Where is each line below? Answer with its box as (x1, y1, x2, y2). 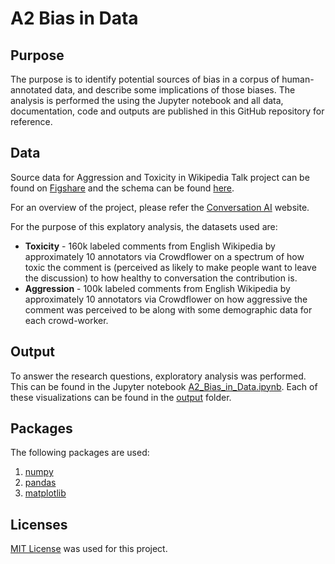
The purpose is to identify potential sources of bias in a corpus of (10, 73, 280, 85)
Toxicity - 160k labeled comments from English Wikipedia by (24, 240, 276, 252)
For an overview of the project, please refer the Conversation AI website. (10, 201, 310, 213)
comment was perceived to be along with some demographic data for (24, 303, 313, 316)
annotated (10, 84, 53, 96)
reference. (10, 116, 53, 127)
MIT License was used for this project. (10, 543, 168, 555)
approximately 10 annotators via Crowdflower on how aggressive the (24, 293, 308, 305)
